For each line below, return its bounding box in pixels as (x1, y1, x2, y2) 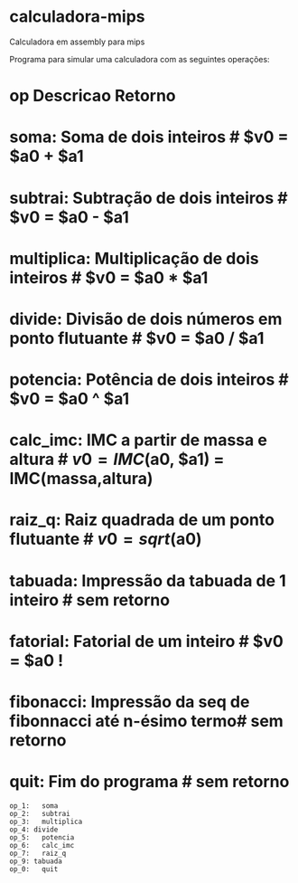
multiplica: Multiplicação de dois (9, 248, 259, 269)
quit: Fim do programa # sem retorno (9, 772, 290, 793)
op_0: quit (9, 864, 59, 874)
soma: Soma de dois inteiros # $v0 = (9, 127, 289, 147)
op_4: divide (9, 825, 59, 834)
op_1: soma (9, 801, 59, 811)
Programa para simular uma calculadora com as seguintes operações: (9, 53, 270, 64)
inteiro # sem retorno (9, 590, 170, 610)
